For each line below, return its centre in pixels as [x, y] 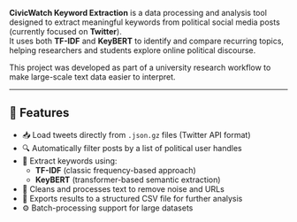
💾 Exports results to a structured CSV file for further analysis [132, 198]
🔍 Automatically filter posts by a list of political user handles [132, 148]
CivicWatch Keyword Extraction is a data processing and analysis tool [138, 13]
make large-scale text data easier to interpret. [92, 77]
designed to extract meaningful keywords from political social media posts [145, 22]
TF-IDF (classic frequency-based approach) [115, 170]
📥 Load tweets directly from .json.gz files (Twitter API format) [136, 134]
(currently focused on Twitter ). [65, 31]
